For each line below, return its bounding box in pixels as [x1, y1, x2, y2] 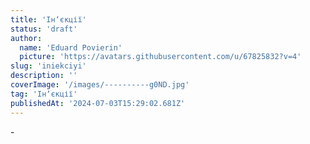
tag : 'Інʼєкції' [10, 89, 78, 99]
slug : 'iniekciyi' [10, 61, 87, 71]
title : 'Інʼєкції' [10, 14, 87, 25]
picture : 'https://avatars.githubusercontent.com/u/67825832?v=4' [19, 52, 302, 62]
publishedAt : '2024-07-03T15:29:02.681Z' [10, 98, 186, 108]
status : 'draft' [10, 24, 78, 34]
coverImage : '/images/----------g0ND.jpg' [10, 80, 190, 90]
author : [10, 33, 43, 43]
